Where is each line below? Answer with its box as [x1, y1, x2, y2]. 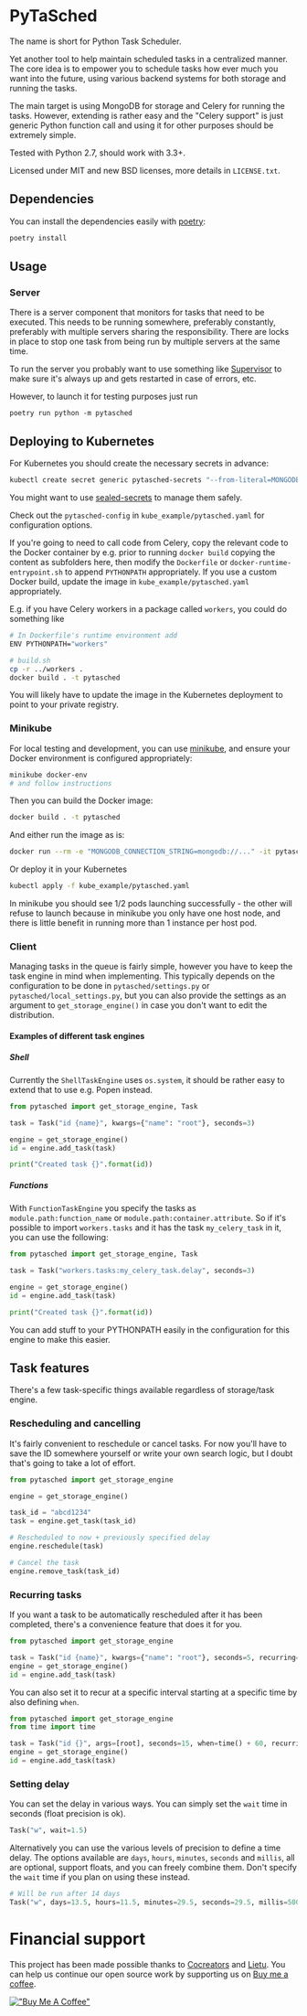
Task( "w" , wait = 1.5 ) [9, 1826, 89, 1835]
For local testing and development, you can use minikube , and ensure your [9, 743, 291, 754]
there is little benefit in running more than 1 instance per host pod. [9, 917, 258, 928]
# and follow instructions [9, 778, 112, 788]
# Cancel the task [9, 1558, 79, 1567]
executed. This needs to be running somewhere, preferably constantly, [9, 316, 276, 327]
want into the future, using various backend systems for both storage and [9, 72, 286, 83]
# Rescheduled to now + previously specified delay [9, 1533, 210, 1542]
